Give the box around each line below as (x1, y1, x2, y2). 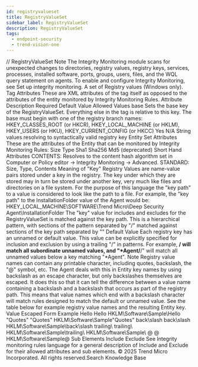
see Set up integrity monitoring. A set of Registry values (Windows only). (6, 83, 183, 90)
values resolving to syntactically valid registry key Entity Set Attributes (6, 133, 177, 141)
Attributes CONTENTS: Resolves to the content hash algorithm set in (6, 152, 173, 159)
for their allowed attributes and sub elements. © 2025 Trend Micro (6, 347, 168, 355)
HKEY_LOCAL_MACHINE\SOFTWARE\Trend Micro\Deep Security (6, 203, 164, 210)
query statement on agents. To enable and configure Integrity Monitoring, (6, 76, 185, 84)
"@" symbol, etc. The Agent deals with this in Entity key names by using (6, 266, 182, 273)
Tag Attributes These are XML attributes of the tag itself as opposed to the (6, 90, 187, 97)
